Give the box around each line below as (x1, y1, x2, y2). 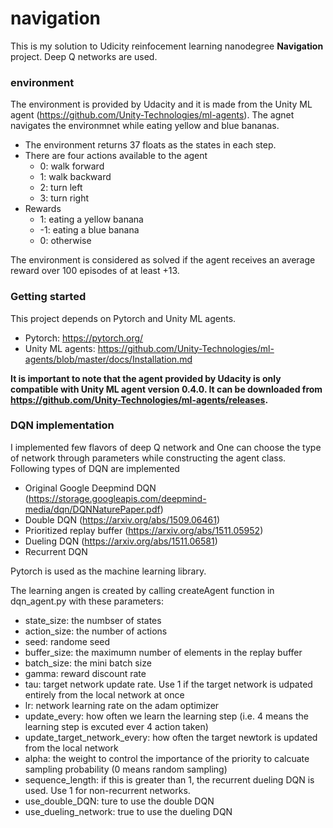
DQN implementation (10, 418, 115, 432)
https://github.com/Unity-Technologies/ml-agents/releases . (10, 393, 269, 406)
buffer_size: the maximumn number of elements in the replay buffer (24, 646, 303, 658)
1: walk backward (39, 171, 112, 183)
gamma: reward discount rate (24, 667, 147, 679)
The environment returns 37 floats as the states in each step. (24, 139, 277, 151)
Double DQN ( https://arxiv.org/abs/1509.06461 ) (24, 513, 221, 526)
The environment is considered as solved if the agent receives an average (10, 254, 316, 266)
